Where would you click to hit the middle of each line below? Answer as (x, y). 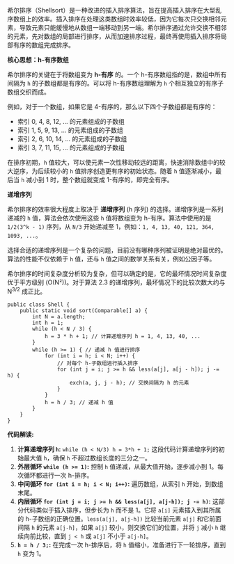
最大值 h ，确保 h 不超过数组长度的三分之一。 (87, 458)
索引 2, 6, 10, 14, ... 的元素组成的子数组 (72, 139)
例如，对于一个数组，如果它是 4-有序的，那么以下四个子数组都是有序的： (112, 107)
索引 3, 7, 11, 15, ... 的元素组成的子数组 (71, 147)
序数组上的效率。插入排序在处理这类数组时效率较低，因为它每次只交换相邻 (114, 19)
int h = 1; (48, 323)
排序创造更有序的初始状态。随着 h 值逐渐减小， (148, 171)
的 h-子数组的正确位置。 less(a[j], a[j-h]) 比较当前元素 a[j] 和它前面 (119, 518)
